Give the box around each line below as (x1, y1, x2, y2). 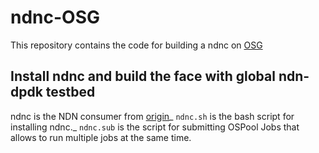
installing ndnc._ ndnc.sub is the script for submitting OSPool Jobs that (10, 121, 300, 133)
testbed (45, 84, 96, 101)
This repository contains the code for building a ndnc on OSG (10, 39, 263, 51)
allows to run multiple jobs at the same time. (10, 131, 192, 143)
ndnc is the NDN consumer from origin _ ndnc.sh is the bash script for (10, 110, 295, 122)
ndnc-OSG (10, 6, 101, 29)
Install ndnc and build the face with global (10, 68, 276, 85)
